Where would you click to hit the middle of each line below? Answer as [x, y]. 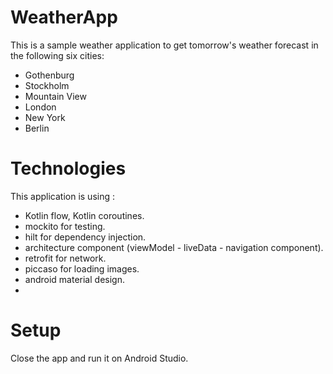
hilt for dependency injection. [85, 237]
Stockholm [47, 85]
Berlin [37, 128]
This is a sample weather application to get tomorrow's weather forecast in [164, 45]
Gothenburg [49, 75]
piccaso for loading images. [82, 268]
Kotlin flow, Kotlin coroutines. [84, 215]
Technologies [68, 168]
